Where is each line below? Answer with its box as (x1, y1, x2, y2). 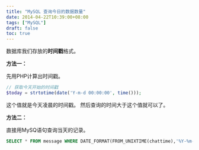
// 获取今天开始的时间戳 (6, 84, 59, 90)
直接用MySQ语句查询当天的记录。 (6, 126, 89, 133)
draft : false (6, 25, 38, 31)
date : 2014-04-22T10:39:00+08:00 (6, 14, 89, 20)
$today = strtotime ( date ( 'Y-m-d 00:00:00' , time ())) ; (6, 90, 142, 96)
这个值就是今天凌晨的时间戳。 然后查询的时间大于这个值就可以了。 (6, 101, 169, 108)
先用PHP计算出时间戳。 (6, 73, 64, 80)
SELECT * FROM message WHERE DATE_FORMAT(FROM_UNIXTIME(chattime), (6, 138, 176, 144)
